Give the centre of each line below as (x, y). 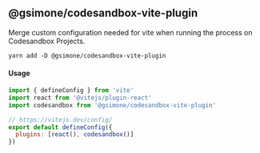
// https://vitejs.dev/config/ (60, 119)
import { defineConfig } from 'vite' (71, 91)
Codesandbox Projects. (47, 41)
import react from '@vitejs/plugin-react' (80, 98)
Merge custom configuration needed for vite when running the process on (130, 32)
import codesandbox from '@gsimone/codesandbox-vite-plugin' (112, 105)
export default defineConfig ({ (60, 127)
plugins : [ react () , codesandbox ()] (75, 135)
